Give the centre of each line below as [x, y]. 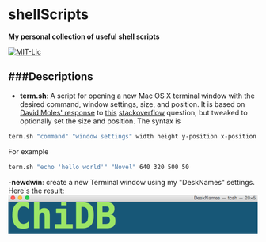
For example [28, 151]
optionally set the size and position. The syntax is [100, 121]
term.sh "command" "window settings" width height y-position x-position [133, 136]
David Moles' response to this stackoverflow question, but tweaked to [133, 112]
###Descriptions [51, 77]
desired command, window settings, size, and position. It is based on [132, 104]
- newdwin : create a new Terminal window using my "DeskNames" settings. [131, 182]
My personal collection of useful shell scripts [84, 36]
